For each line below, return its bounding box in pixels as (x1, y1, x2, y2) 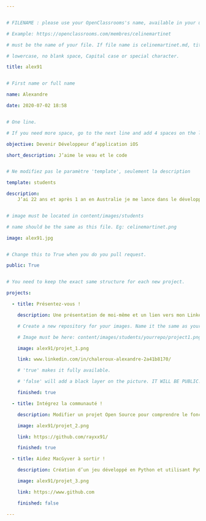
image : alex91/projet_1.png (17, 345, 89, 351)
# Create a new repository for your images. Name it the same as (17, 323, 188, 329)
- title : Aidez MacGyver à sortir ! (12, 456, 105, 462)
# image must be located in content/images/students (6, 213, 144, 219)
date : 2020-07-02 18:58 (6, 102, 67, 108)
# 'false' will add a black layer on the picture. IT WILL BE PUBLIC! (17, 378, 202, 385)
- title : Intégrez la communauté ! (12, 400, 103, 406)
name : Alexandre (6, 91, 48, 98)
